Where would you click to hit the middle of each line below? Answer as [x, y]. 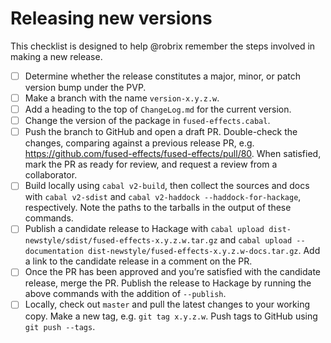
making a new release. [56, 56]
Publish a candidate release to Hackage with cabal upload [144, 229]
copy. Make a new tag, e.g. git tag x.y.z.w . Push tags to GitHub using [171, 316]
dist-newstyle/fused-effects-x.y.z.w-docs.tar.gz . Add [204, 251]
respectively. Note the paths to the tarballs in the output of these [158, 208]
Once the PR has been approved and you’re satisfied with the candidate [173, 272]
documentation [54, 252]
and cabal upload [256, 240]
